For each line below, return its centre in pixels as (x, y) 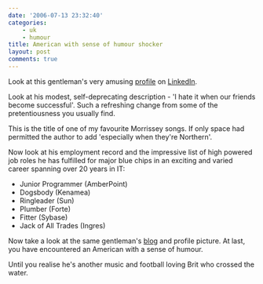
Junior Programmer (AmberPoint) (73, 184)
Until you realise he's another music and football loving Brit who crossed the (131, 264)
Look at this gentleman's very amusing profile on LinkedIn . (103, 81)
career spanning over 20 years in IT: (67, 169)
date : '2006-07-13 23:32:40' (56, 15)
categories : (27, 23)
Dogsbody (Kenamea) (55, 192)
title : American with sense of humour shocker (86, 45)
